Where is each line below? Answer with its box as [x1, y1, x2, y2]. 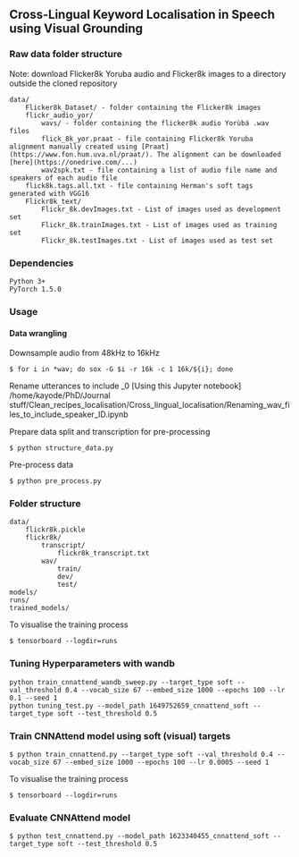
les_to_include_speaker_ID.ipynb [9, 409, 129, 420]
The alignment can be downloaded [156, 149, 281, 159]
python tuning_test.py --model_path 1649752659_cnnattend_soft [9, 701, 250, 710]
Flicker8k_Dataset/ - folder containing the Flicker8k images [25, 103, 262, 112]
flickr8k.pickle [25, 525, 87, 535]
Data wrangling [9, 327, 68, 338]
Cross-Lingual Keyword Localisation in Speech [9, 7, 275, 22]
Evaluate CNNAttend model [9, 811, 131, 824]
